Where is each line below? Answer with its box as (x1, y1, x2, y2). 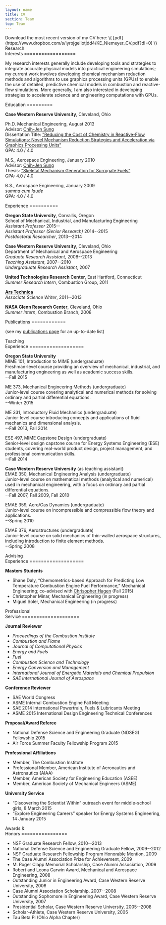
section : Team (5, 16, 35, 21)
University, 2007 (12, 899, 46, 905)
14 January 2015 (12, 816, 46, 822)
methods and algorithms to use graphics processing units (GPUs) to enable (5, 76, 159, 82)
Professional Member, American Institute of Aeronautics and (12, 765, 136, 771)
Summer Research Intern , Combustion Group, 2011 (5, 279, 109, 285)
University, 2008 (12, 883, 47, 889)
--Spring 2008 (5, 543, 35, 549)
